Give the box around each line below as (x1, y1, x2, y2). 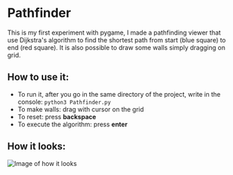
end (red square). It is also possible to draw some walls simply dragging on (7, 43, 226, 52)
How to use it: (7, 71, 69, 83)
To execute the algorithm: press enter (17, 120, 128, 128)
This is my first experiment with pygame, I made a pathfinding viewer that (7, 28, 221, 37)
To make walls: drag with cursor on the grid (17, 104, 145, 114)
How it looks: (7, 140, 66, 152)
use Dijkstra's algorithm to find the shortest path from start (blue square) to (7, 35, 226, 44)
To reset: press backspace (17, 112, 97, 121)
